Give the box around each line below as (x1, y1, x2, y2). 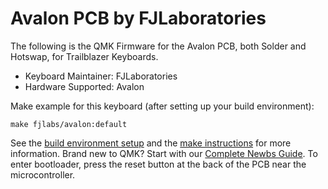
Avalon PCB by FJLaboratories (10, 7, 267, 30)
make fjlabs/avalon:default (10, 119, 128, 129)
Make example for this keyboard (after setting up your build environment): (10, 100, 315, 112)
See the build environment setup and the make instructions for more (10, 137, 292, 149)
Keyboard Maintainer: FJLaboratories (24, 70, 178, 82)
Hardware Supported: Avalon (24, 80, 145, 92)
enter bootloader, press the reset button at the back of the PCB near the (10, 158, 307, 170)
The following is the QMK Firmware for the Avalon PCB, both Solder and (10, 40, 307, 52)
